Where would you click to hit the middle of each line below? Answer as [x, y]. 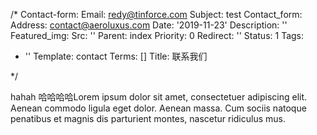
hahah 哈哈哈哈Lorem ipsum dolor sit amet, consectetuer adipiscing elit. [159, 97]
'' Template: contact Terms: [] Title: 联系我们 [116, 56]
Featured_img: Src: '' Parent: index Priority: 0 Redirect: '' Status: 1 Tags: [157, 35]
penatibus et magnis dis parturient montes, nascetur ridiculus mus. [148, 118]
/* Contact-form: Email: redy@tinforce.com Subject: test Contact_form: [156, 14]
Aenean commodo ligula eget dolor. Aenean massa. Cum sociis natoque [158, 108]
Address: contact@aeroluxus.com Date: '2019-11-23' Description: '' [149, 25]
